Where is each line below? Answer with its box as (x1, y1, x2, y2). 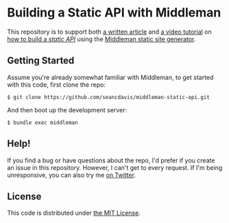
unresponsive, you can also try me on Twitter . (7, 171, 136, 179)
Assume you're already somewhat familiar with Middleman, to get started (7, 73, 214, 81)
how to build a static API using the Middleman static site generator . (7, 34, 196, 43)
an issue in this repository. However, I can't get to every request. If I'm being (7, 163, 223, 171)
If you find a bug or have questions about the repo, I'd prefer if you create (7, 156, 215, 164)
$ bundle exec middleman (7, 119, 78, 126)
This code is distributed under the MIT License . (7, 209, 141, 217)
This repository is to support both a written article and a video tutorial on (7, 28, 212, 36)
